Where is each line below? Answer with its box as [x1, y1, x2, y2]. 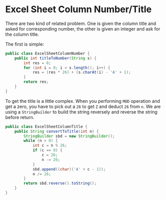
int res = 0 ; [23, 60, 51, 66]
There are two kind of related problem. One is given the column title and [5, 20, 156, 26]
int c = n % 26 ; [32, 143, 67, 148]
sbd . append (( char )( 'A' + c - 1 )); [32, 166, 106, 172]
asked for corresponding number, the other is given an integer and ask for [5, 25, 160, 32]
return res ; [23, 79, 49, 84]
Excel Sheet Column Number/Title [5, 4, 152, 15]
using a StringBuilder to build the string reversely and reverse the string [5, 108, 158, 115]
